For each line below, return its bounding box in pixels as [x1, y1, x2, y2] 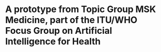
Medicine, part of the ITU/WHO [5, 14, 138, 26]
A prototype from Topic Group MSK [5, 4, 156, 15]
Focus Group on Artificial [5, 25, 113, 36]
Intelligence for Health [5, 36, 101, 47]
